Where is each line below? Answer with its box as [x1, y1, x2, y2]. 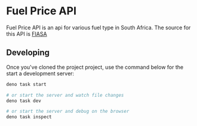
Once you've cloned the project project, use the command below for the [6, 63, 184, 70]
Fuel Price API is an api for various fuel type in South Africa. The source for [6, 24, 191, 31]
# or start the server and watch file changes [6, 92, 124, 98]
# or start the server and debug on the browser [6, 109, 130, 115]
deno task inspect [6, 114, 52, 120]
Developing [6, 48, 50, 58]
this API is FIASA [6, 30, 47, 37]
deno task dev [6, 97, 42, 104]
